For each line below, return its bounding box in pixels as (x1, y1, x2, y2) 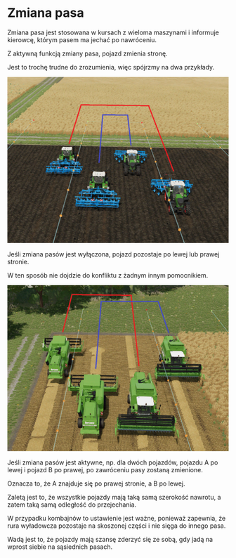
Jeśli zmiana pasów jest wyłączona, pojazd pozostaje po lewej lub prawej (7, 249, 220, 258)
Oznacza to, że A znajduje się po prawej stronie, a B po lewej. (7, 479, 185, 488)
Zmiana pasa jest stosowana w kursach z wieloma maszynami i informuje (7, 28, 219, 37)
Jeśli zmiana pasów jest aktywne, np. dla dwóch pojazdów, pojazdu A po (7, 458, 218, 467)
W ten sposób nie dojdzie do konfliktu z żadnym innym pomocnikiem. (7, 271, 209, 279)
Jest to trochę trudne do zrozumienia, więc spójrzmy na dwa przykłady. (7, 63, 215, 71)
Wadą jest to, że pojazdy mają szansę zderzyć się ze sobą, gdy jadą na (7, 535, 213, 543)
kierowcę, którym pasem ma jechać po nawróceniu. (7, 35, 157, 44)
